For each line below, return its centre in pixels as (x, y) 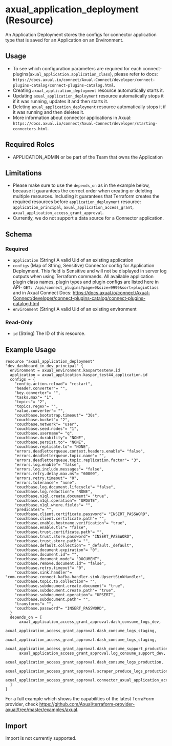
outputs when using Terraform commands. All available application (83, 277)
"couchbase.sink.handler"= (43, 573)
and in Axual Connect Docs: (42, 293)
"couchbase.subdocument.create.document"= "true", (70, 586)
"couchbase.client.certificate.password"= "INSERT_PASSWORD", (82, 514)
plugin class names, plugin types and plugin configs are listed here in (86, 282)
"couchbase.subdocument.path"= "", (52, 600)
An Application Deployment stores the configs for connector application (81, 34)
